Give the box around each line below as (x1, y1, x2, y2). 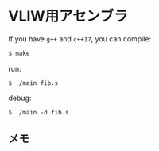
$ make (8, 49, 30, 57)
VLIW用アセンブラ (8, 7, 129, 25)
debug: (8, 93, 32, 103)
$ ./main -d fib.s (8, 108, 69, 116)
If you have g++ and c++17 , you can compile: (8, 33, 152, 44)
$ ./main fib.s (8, 79, 59, 87)
